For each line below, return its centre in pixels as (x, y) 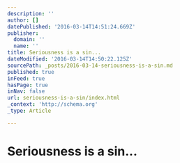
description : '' (31, 14)
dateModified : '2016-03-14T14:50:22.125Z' (70, 59)
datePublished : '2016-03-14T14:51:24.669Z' (72, 26)
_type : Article (29, 111)
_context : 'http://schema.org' (53, 104)
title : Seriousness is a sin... (54, 53)
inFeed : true (26, 78)
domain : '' (29, 40)
